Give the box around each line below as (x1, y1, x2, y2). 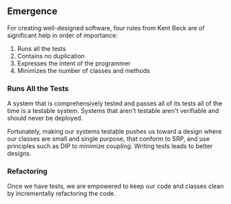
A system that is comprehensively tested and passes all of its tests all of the (7, 99, 223, 108)
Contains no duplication (17, 52, 85, 60)
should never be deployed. (7, 114, 83, 123)
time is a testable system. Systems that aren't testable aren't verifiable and (7, 107, 219, 115)
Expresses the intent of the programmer (17, 59, 131, 68)
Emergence (7, 6, 58, 17)
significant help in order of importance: (7, 31, 119, 39)
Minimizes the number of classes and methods (17, 66, 150, 74)
